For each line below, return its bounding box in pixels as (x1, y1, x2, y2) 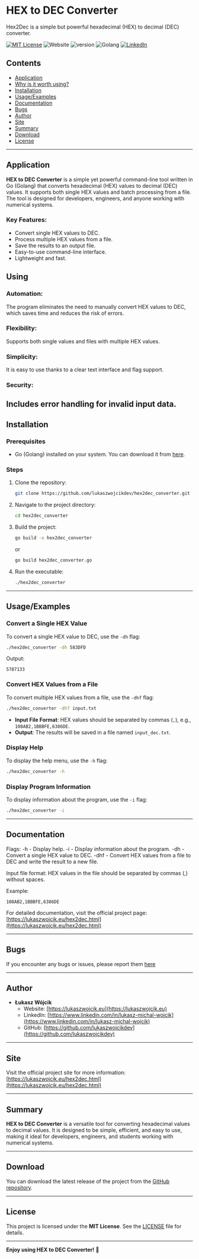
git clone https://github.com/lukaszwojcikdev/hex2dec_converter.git (14, 491, 191, 497)
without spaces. (6, 876, 46, 883)
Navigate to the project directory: (14, 501, 96, 509)
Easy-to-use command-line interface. (14, 248, 107, 255)
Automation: (6, 289, 43, 298)
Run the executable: (14, 568, 64, 575)
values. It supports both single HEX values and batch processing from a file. (6, 188, 191, 195)
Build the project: (14, 523, 57, 531)
